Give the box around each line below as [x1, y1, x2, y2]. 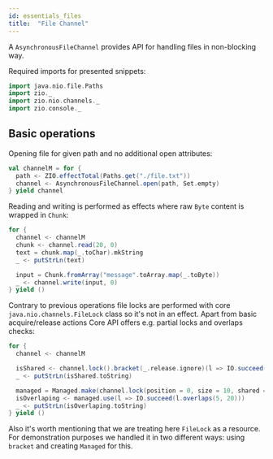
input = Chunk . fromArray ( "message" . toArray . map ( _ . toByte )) [15, 271, 220, 279]
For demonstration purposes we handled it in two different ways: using [8, 432, 245, 443]
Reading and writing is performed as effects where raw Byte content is [8, 201, 245, 211]
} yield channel [8, 187, 63, 195]
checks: [8, 327, 35, 336]
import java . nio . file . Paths [8, 82, 104, 90]
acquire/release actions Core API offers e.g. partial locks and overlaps [8, 318, 244, 327]
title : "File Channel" [8, 19, 89, 28]
